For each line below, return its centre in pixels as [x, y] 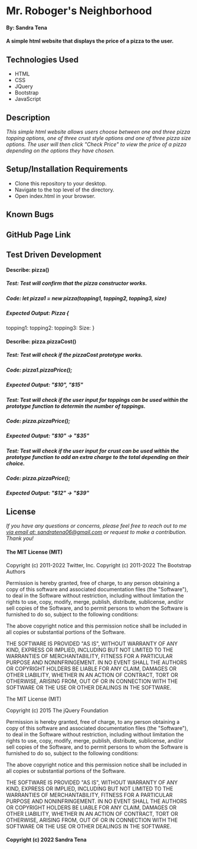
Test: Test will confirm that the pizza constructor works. [77, 283]
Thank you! [20, 538]
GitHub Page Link [39, 235]
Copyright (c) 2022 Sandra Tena [46, 840]
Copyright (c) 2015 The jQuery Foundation [58, 710]
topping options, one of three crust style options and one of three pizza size [99, 138]
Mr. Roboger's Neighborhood [79, 11]
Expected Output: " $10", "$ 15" [45, 385]
